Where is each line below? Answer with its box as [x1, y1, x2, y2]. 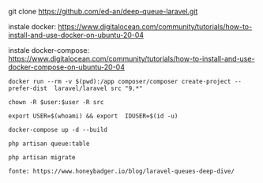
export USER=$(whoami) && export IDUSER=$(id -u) [8, 112, 178, 120]
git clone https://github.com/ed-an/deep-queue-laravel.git [8, 7, 198, 16]
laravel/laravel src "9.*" [54, 84, 144, 92]
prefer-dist [8, 84, 47, 92]
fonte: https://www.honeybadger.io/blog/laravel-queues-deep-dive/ [8, 167, 235, 175]
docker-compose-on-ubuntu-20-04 [8, 62, 125, 72]
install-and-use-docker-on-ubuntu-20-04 [8, 31, 145, 39]
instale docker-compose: [8, 46, 89, 54]
